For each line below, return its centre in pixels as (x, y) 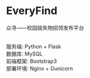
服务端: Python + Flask (34, 46)
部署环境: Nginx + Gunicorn (40, 68)
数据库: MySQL (25, 53)
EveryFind (32, 11)
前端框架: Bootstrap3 (32, 61)
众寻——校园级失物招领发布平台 (45, 28)
